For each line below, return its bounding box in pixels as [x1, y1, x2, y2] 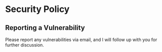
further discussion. [5, 42, 44, 48]
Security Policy [5, 3, 70, 15]
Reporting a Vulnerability [5, 23, 85, 32]
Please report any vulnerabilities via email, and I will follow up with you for [5, 36, 157, 42]
